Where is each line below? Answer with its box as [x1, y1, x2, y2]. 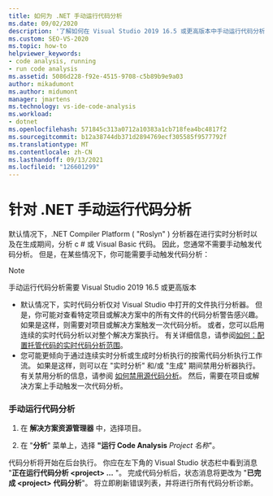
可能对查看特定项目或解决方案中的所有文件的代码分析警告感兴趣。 [41, 310, 262, 320]
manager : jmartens [8, 95, 71, 103]
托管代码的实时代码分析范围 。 [27, 341, 128, 350]
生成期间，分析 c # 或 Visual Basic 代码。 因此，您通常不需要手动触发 [22, 239, 255, 249]
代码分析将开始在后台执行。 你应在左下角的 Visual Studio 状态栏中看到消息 [8, 458, 258, 468]
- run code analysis [8, 65, 79, 73]
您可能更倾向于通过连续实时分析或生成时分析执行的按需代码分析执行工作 [19, 350, 262, 360]
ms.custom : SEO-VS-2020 [8, 34, 89, 43]
